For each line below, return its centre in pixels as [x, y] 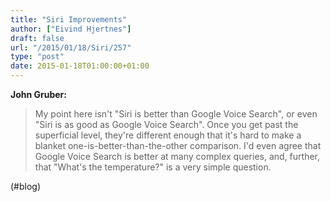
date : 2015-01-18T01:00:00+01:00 [80, 66]
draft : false [37, 38]
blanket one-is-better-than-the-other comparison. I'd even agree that [178, 145]
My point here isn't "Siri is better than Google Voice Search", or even [176, 114]
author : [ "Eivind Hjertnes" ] [71, 29]
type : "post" [37, 57]
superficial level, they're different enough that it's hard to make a [168, 135]
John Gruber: [38, 94]
